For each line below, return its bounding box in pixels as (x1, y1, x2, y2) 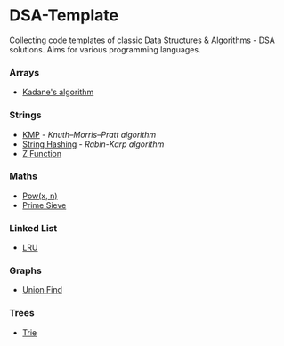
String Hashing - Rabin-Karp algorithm (21, 139, 165, 149)
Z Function (21, 148, 62, 158)
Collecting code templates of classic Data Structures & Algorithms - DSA (9, 35, 276, 45)
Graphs (9, 264, 42, 277)
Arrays (9, 66, 40, 78)
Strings (9, 109, 42, 121)
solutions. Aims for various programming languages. (9, 44, 201, 54)
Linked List (9, 221, 58, 234)
